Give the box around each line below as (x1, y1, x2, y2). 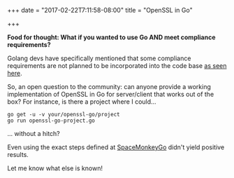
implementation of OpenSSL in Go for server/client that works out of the (7, 90, 214, 98)
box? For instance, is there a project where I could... (7, 97, 156, 106)
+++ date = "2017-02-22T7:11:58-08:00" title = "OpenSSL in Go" (7, 6, 193, 14)
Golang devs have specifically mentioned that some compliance (7, 54, 191, 62)
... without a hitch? (7, 130, 61, 137)
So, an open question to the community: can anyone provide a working (7, 83, 211, 90)
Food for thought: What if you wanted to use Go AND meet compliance (7, 33, 216, 41)
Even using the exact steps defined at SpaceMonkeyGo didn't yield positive (7, 143, 225, 151)
